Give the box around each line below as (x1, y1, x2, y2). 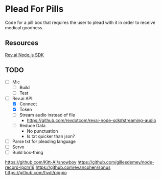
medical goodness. (5, 24, 44, 30)
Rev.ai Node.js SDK (5, 52, 44, 58)
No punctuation (26, 128, 58, 134)
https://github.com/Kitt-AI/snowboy (5, 160, 77, 165)
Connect (19, 101, 37, 107)
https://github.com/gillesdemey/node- (77, 160, 155, 165)
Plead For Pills (5, 3, 64, 15)
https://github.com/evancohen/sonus (35, 164, 111, 170)
